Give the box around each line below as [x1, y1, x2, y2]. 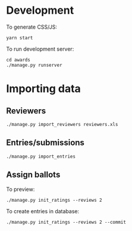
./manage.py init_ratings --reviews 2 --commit [6, 219, 127, 225]
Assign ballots [6, 170, 61, 180]
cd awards [6, 57, 31, 63]
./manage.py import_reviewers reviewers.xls [6, 121, 118, 127]
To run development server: [6, 45, 74, 53]
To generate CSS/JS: [6, 23, 58, 30]
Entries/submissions [6, 138, 85, 148]
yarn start [6, 35, 33, 41]
